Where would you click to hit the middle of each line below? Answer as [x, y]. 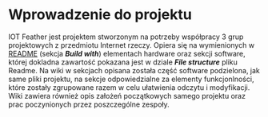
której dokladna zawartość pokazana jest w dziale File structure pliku [123, 62]
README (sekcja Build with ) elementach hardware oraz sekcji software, [127, 53]
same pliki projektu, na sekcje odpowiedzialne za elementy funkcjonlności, [131, 79]
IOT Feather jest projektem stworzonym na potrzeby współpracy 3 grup [126, 37]
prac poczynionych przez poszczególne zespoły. [89, 104]
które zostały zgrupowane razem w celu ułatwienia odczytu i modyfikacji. [129, 87]
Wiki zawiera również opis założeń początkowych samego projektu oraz [127, 96]
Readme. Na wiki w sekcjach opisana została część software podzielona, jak [134, 70]
